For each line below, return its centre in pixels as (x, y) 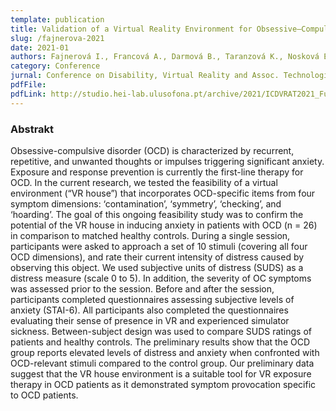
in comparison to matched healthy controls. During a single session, (150, 235)
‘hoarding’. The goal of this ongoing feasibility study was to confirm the (157, 214)
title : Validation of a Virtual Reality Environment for (131, 29)
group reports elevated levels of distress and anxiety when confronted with (165, 352)
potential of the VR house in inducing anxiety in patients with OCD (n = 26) (164, 225)
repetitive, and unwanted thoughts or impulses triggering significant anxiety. (167, 161)
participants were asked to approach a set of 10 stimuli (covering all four (159, 246)
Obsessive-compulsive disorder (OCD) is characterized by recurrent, (152, 150)
